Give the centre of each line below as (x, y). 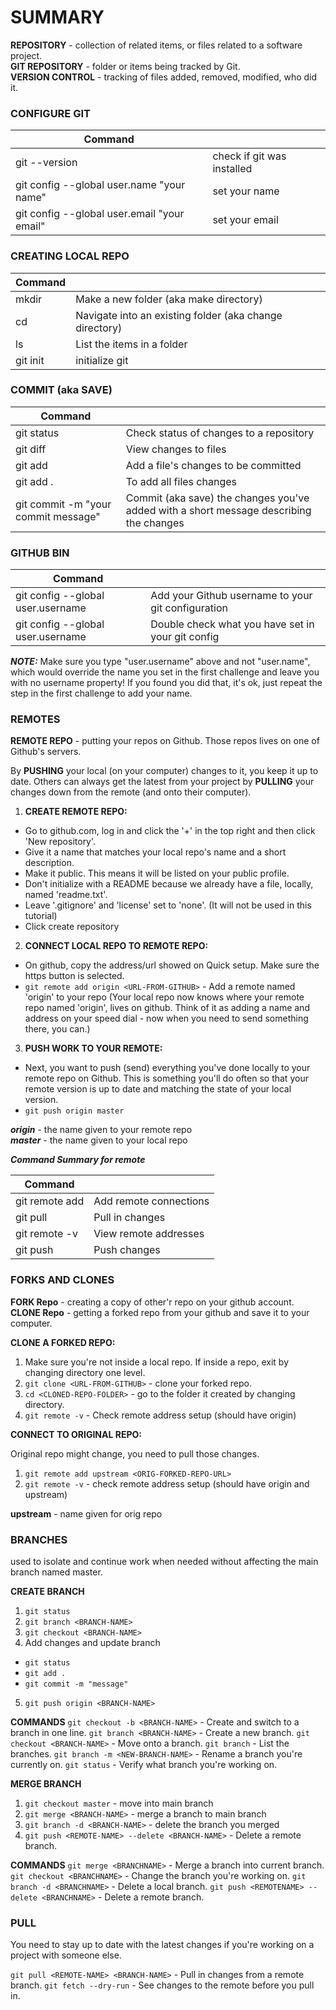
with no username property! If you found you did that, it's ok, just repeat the (166, 683)
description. (49, 863)
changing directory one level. (85, 1372)
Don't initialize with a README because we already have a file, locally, (169, 884)
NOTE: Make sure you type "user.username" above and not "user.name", (160, 662)
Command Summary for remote (78, 1160)
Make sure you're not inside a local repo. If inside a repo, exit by (157, 1362)
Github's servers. (46, 752)
